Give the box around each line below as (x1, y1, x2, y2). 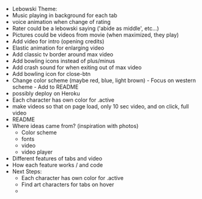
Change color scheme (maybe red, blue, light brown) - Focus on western (12, 77, 196, 84)
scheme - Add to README (12, 83, 79, 91)
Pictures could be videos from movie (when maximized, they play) (12, 31, 179, 39)
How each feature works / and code (12, 162, 103, 168)
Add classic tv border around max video (12, 51, 113, 58)
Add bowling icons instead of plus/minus (12, 58, 115, 64)
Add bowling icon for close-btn (12, 70, 91, 77)
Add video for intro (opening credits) (12, 38, 105, 45)
